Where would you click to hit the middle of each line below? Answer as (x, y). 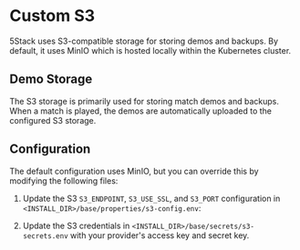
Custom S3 (52, 16)
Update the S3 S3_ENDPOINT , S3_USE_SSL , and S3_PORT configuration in (151, 198)
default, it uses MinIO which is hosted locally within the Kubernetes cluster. (150, 50)
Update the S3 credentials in (76, 225)
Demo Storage (51, 80)
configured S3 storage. (53, 120)
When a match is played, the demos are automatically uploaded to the (140, 111)
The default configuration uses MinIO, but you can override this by (134, 171)
